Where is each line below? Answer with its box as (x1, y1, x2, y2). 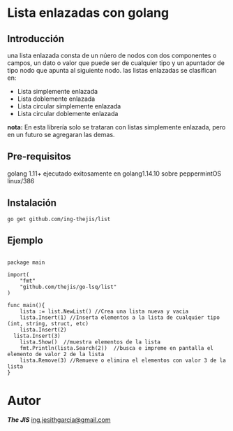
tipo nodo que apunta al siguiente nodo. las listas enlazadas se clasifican (7, 66, 217, 74)
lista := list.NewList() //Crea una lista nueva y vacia (20, 308, 189, 316)
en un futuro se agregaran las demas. (7, 131, 115, 139)
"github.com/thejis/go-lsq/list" (20, 283, 117, 291)
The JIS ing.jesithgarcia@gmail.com (7, 416, 111, 424)
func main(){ (7, 302, 45, 309)
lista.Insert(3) (13, 332, 61, 340)
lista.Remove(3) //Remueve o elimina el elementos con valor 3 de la (20, 357, 227, 365)
